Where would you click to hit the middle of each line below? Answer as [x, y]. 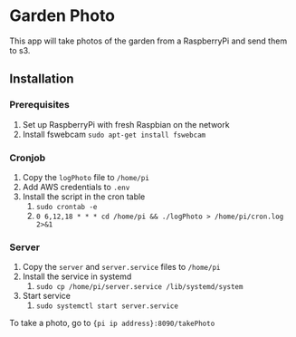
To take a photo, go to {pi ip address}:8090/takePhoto [112, 323]
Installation [42, 79]
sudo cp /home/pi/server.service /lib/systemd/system [139, 287]
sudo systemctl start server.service [107, 306]
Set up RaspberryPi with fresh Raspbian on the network [126, 124]
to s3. [20, 50]
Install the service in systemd [77, 276]
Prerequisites [39, 105]
